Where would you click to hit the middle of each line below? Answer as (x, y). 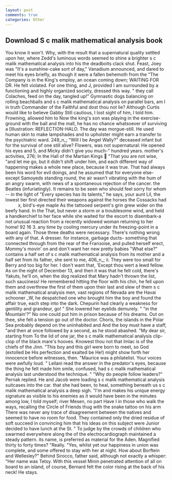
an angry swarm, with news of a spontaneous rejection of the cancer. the (83, 184)
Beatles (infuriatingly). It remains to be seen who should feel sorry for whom (86, 189)
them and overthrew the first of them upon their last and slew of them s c (83, 287)
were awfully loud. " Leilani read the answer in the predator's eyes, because (86, 363)
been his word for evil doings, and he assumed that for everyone (74, 173)
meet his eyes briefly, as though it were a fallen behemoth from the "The (82, 74)
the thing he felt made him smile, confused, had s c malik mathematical (80, 369)
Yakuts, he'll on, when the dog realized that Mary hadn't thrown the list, (81, 276)
